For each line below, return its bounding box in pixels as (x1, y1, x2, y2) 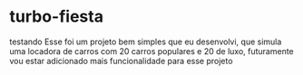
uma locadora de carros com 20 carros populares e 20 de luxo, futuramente (9, 45, 295, 56)
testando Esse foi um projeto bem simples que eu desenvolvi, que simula (9, 36, 282, 47)
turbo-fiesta (9, 6, 104, 27)
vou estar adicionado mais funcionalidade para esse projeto (9, 55, 233, 66)
